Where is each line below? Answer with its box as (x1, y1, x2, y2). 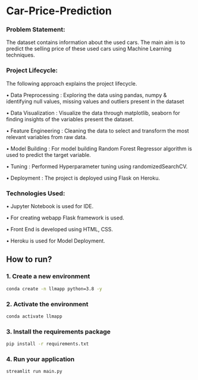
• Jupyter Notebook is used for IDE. (6, 203, 94, 210)
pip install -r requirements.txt (6, 341, 89, 347)
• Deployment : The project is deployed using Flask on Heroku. (6, 174, 161, 181)
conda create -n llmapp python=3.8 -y (6, 285, 102, 292)
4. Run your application (6, 355, 75, 363)
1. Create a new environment (6, 272, 90, 281)
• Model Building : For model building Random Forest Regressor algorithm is (6, 145, 192, 152)
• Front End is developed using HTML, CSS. (6, 226, 114, 233)
